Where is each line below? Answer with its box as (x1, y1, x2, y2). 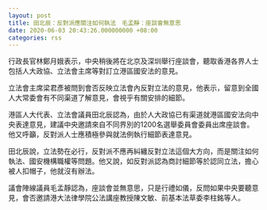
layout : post (8, 11, 52, 20)
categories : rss (8, 33, 62, 42)
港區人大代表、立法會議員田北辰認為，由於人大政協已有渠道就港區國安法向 (8, 110, 252, 120)
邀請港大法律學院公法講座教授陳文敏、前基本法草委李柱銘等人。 (35, 193, 245, 203)
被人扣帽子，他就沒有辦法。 (8, 166, 99, 176)
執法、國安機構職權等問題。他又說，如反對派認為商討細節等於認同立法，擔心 (8, 156, 259, 166)
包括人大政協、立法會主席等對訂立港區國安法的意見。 (8, 67, 183, 76)
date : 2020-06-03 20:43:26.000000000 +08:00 (8, 26, 158, 34)
